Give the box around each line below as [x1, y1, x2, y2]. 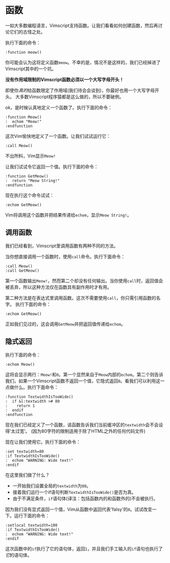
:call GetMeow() [5, 268, 39, 273]
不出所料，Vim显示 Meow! [5, 153, 56, 159]
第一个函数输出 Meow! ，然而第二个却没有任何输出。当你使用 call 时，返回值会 [5, 278, 163, 284]
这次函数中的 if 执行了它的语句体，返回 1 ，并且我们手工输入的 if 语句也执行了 [5, 545, 163, 552]
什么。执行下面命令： [14, 384, 59, 390]
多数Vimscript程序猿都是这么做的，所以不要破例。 [19, 94, 124, 100]
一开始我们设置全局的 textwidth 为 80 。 [12, 483, 91, 489]
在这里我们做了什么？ [5, 471, 50, 478]
